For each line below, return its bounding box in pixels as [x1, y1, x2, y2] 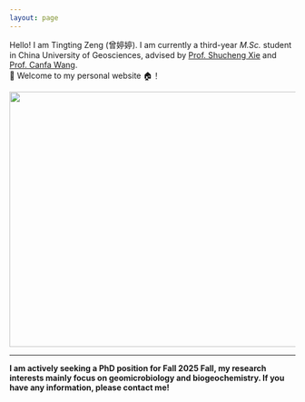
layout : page [9, 13, 59, 23]
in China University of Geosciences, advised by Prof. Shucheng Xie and [9, 49, 277, 60]
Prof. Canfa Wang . [9, 59, 78, 70]
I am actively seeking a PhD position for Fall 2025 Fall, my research [9, 362, 267, 373]
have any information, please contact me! [9, 382, 170, 393]
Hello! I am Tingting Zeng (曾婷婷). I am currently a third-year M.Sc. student [9, 39, 292, 50]
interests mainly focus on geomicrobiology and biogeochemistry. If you [9, 372, 285, 383]
